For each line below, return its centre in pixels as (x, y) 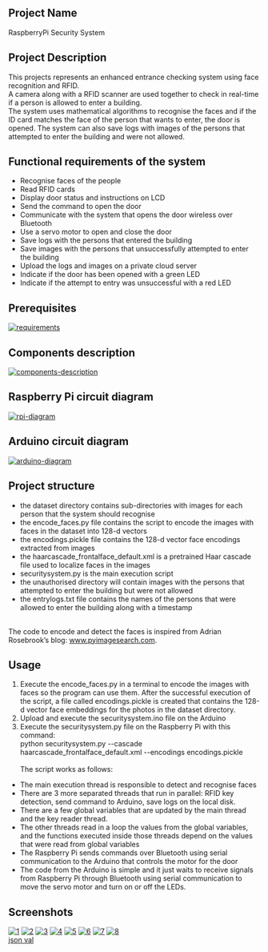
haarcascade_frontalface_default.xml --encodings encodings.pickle (131, 753)
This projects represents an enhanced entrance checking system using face (134, 77)
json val (21, 940)
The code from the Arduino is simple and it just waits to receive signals (136, 870)
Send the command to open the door (80, 207)
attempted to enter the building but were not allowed (106, 590)
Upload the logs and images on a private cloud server (108, 266)
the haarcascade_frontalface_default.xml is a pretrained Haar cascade (136, 556)
